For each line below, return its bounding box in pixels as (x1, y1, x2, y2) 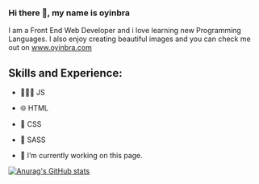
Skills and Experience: (8, 66, 123, 80)
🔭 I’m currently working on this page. (19, 151, 143, 161)
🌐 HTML (19, 103, 48, 113)
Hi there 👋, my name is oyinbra (8, 7, 131, 19)
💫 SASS (19, 135, 46, 144)
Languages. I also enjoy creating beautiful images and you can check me (8, 34, 252, 44)
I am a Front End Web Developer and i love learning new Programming (8, 26, 242, 36)
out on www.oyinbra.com (8, 43, 93, 52)
